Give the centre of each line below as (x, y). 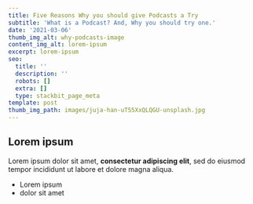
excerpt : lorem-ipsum (44, 52)
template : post (33, 103)
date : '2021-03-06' (40, 30)
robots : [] (33, 81)
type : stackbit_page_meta (58, 96)
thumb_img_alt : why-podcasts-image (66, 37)
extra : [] (31, 88)
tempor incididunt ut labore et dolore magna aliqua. (91, 169)
